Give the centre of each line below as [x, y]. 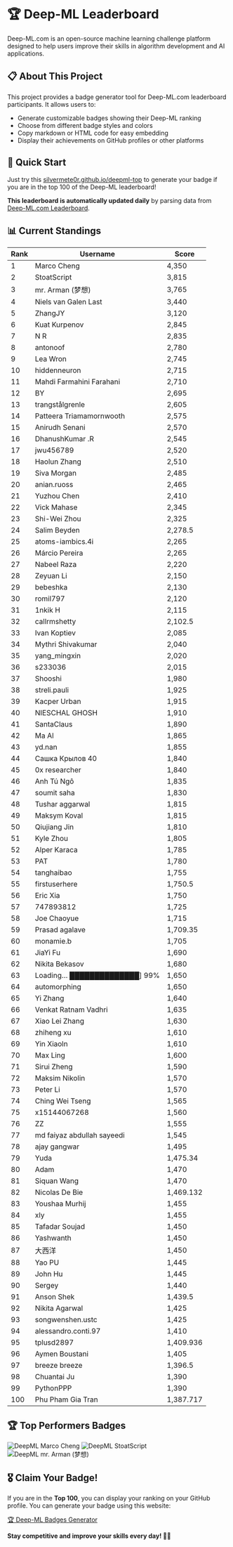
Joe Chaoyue [57, 918]
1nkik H [48, 611]
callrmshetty [55, 622]
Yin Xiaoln [51, 1044]
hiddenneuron [58, 370]
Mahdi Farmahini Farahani [78, 382]
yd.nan [46, 748]
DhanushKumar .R [65, 439]
